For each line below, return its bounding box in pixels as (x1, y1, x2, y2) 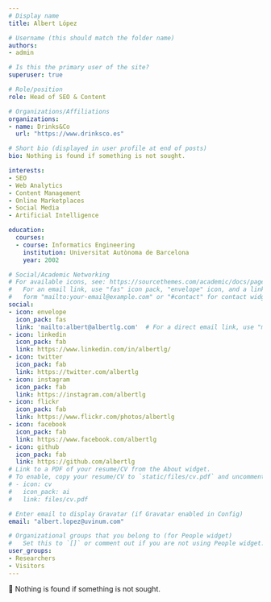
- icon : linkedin (8, 330, 67, 338)
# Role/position (8, 85, 63, 93)
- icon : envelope (8, 308, 67, 316)
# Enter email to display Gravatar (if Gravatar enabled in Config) (8, 509, 244, 518)
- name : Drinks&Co (8, 122, 70, 131)
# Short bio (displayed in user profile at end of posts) (8, 144, 207, 153)
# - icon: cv (8, 480, 52, 488)
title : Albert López (8, 19, 78, 27)
